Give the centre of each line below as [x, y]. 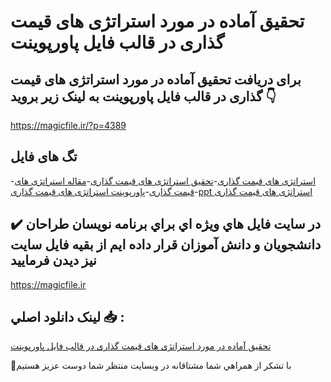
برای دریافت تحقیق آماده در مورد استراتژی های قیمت [156, 79]
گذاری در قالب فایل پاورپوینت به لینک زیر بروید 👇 [143, 96]
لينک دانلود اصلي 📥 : [67, 317]
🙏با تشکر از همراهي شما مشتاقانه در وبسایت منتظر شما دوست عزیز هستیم [151, 366]
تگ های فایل [44, 156]
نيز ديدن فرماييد [53, 260]
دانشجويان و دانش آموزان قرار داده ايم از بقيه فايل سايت [166, 245]
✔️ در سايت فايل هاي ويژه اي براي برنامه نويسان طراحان [166, 224]
